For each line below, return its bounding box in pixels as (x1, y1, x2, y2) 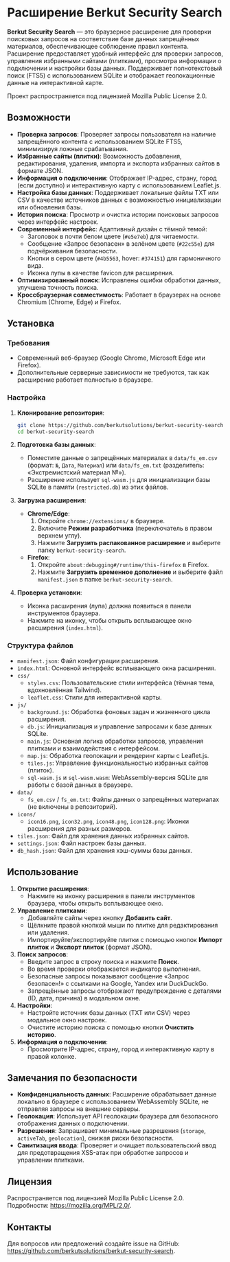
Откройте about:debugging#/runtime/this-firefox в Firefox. (37, 561, 209, 569)
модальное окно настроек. (27, 1016, 107, 1024)
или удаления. (27, 928, 70, 937)
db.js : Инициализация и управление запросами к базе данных (27, 722, 212, 731)
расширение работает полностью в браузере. (16, 376, 153, 384)
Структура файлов (7, 641, 74, 650)
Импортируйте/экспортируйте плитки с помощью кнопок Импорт (27, 935, 223, 943)
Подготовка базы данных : (16, 441, 96, 449)
